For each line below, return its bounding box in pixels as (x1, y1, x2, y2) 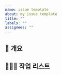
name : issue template (5, 7, 49, 12)
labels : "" (5, 20, 27, 26)
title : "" (5, 16, 25, 21)
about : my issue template (5, 12, 57, 16)
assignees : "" (5, 25, 34, 30)
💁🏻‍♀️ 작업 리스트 (5, 62, 50, 70)
